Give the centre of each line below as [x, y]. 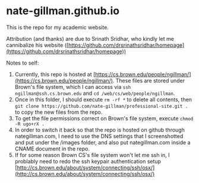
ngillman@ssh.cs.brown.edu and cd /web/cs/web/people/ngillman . [95, 93]
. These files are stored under [149, 81]
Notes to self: [23, 63]
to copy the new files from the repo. [59, 112]
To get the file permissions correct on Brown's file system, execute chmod [104, 118]
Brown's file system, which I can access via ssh [73, 86]
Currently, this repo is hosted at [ [55, 74]
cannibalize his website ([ [37, 45]
